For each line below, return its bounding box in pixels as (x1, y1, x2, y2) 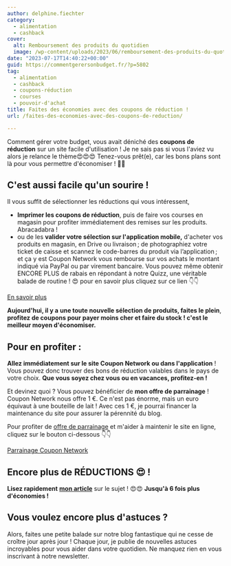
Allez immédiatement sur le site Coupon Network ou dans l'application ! (7, 359, 217, 368)
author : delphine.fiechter (7, 10, 85, 17)
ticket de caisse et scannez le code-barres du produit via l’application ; (16, 247, 218, 255)
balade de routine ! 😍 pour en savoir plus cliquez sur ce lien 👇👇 (16, 277, 199, 286)
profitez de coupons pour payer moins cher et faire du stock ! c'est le (7, 314, 208, 322)
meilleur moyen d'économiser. (7, 321, 96, 329)
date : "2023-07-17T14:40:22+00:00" (7, 55, 109, 62)
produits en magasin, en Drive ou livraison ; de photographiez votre (16, 240, 208, 249)
